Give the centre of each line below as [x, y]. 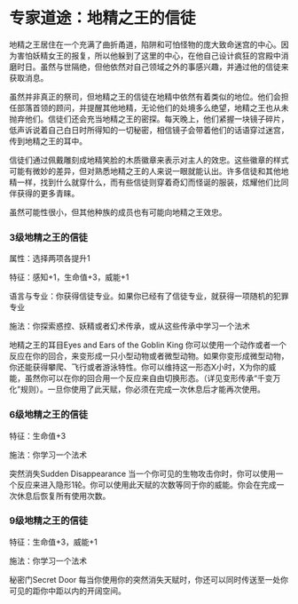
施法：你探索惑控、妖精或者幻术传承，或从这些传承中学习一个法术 [129, 326]
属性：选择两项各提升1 [50, 258]
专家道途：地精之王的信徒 [103, 18]
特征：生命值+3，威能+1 [53, 542]
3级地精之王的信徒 [49, 237]
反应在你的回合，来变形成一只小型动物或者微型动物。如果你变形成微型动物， [149, 356]
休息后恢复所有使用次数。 [63, 496]
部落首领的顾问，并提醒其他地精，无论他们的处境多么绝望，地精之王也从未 [153, 107]
